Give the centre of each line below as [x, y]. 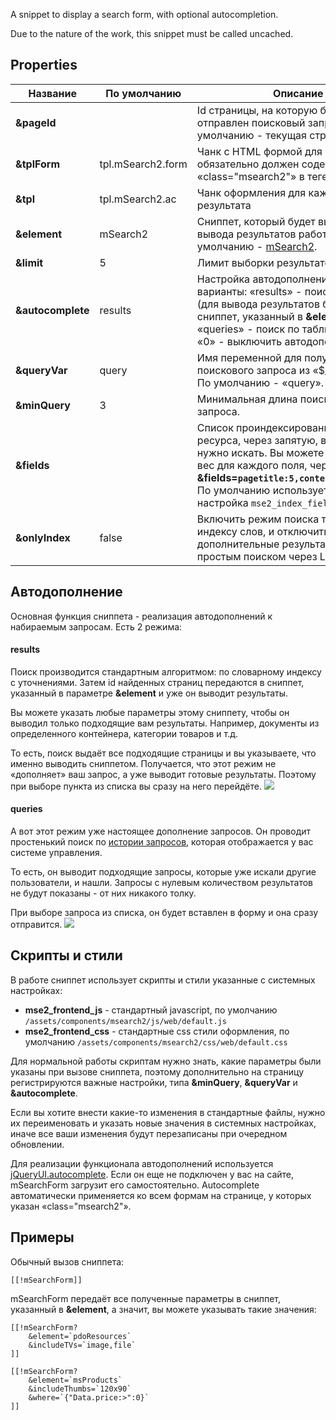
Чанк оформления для [251, 192]
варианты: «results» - [249, 291]
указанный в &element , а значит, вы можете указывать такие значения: [163, 1309]
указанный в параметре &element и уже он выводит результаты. [149, 693]
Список [215, 427]
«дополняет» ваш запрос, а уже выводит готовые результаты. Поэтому [163, 774]
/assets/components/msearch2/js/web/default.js [125, 1021]
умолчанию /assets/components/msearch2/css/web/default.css [156, 1041]
